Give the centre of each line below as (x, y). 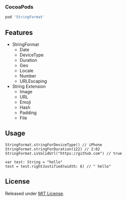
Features (19, 32)
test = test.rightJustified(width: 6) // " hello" (58, 166)
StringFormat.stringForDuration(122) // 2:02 (52, 149)
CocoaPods (19, 7)
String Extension (29, 86)
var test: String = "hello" (34, 162)
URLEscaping (33, 81)
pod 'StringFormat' (25, 17)
